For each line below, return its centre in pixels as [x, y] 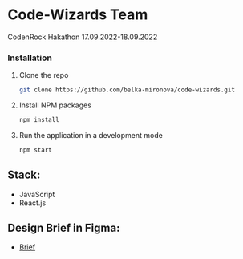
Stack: [24, 175]
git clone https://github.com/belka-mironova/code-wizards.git [127, 90]
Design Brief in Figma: [64, 228]
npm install [39, 120]
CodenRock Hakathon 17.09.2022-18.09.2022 [83, 37]
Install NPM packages [55, 105]
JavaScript [37, 194]
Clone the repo [44, 75]
